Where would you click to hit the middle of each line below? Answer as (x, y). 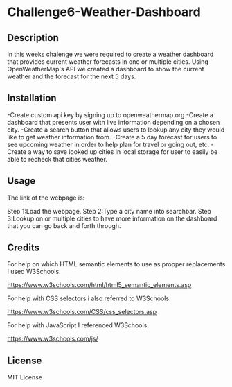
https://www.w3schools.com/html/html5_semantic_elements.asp (99, 285)
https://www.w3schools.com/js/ (53, 339)
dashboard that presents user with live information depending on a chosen (114, 122)
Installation (32, 98)
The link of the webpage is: (46, 198)
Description (33, 38)
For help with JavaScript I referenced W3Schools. (78, 325)
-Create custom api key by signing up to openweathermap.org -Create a (110, 114)
